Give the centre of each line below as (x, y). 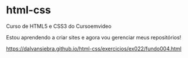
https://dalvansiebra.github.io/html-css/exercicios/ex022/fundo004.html (94, 48)
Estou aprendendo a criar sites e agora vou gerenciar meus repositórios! (94, 37)
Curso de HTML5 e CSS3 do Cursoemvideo (59, 26)
